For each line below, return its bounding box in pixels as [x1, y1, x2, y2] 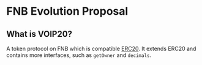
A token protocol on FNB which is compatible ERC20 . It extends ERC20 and [6, 45, 196, 52]
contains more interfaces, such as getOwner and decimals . [6, 52, 152, 59]
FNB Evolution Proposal [6, 4, 129, 18]
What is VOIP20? [6, 29, 72, 39]
